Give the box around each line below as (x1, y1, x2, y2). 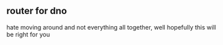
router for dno (6, 5, 68, 17)
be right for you (6, 30, 51, 38)
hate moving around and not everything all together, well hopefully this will (6, 23, 216, 31)
